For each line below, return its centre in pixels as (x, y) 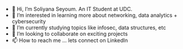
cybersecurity (29, 21)
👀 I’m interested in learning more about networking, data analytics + (94, 15)
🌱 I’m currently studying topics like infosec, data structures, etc (89, 27)
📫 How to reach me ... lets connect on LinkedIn (70, 40)
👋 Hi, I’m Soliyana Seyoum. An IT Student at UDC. (72, 9)
